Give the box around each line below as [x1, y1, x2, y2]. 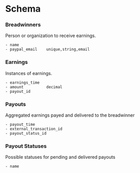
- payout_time [5, 122, 36, 127]
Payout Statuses [5, 143, 47, 150]
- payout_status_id [5, 131, 47, 136]
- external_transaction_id [5, 126, 63, 132]
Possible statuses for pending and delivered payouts [5, 154, 116, 160]
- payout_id [5, 89, 31, 94]
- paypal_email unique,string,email [5, 47, 90, 52]
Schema [5, 3, 41, 15]
